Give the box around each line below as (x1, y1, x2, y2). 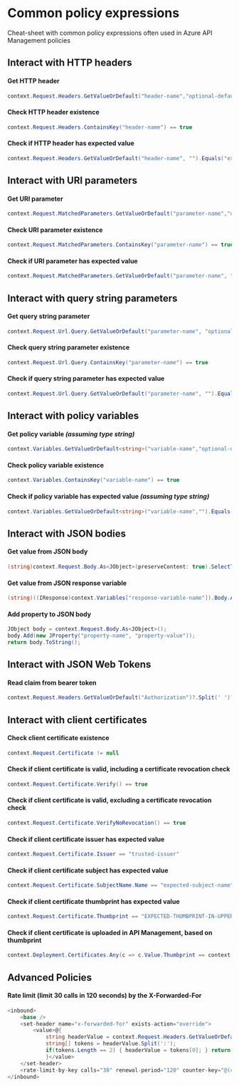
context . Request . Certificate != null (7, 749, 119, 756)
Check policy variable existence (7, 460, 105, 469)
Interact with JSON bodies (7, 527, 127, 539)
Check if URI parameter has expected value (7, 256, 138, 265)
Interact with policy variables (7, 410, 139, 422)
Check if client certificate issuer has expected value (7, 835, 165, 843)
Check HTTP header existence (7, 108, 100, 116)
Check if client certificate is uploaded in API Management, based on (7, 928, 213, 937)
